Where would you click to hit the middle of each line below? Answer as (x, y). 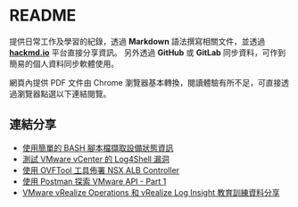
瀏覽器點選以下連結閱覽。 (64, 94)
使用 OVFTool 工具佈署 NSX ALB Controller (101, 170)
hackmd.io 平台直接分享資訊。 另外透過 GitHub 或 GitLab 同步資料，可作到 (148, 52)
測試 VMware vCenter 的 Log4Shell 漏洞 (95, 159)
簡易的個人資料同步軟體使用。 (64, 63)
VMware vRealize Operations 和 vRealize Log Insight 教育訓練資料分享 (151, 192)
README (43, 16)
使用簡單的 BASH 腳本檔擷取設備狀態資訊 (98, 147)
